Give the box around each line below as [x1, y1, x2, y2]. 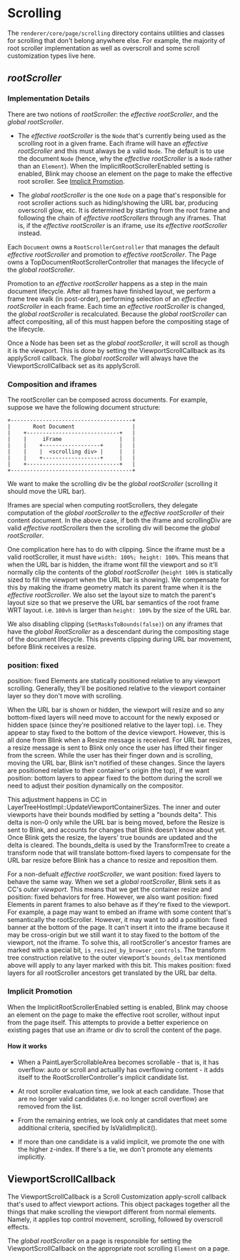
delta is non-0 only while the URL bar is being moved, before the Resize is [7, 818, 225, 827]
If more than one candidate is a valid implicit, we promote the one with [17, 1137, 225, 1146]
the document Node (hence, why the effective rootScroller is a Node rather [17, 154, 232, 162]
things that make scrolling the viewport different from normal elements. [7, 1207, 216, 1216]
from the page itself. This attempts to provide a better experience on [7, 1018, 209, 1026]
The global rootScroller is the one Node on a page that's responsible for [17, 191, 226, 199]
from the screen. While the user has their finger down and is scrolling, [7, 751, 213, 760]
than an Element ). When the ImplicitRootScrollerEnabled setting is [17, 162, 210, 170]
